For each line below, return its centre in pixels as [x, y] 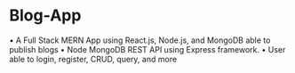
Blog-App [45, 16]
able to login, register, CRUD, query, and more [93, 59]
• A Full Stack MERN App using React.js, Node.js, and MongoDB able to [140, 40]
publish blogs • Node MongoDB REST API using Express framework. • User [147, 49]
